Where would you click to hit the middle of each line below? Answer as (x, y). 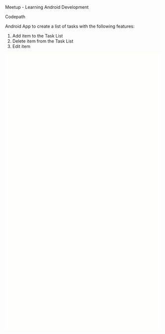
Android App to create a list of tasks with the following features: (70, 26)
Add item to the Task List (38, 36)
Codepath (15, 17)
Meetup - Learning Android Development (47, 7)
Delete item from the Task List (43, 41)
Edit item (21, 46)
